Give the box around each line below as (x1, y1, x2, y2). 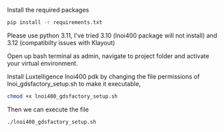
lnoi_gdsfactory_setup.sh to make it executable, (7, 79, 141, 88)
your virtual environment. (7, 59, 78, 67)
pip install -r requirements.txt (7, 19, 103, 26)
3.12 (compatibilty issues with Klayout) (7, 38, 115, 47)
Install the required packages (7, 6, 90, 14)
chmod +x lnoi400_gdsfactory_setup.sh (7, 92, 118, 100)
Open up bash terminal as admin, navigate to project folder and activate (7, 51, 210, 60)
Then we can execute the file (7, 105, 89, 114)
